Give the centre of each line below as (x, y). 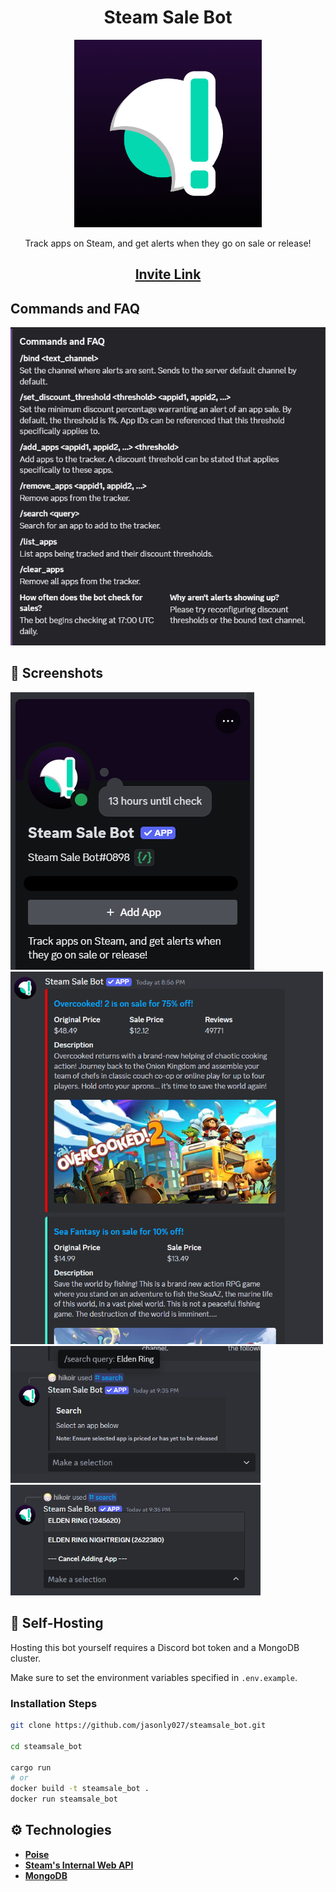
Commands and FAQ (75, 308)
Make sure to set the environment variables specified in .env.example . (154, 1677)
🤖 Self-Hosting (57, 1623)
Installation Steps (54, 1703)
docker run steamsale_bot (64, 1799)
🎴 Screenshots (57, 673)
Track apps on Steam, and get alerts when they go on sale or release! (168, 243)
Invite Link (168, 274)
